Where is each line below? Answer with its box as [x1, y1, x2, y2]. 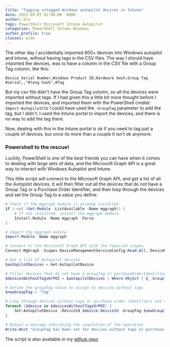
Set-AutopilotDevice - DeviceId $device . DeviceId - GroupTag [14, 309, 142, 314]
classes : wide [5, 36, 35, 41]
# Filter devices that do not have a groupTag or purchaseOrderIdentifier [5, 271, 166, 276]
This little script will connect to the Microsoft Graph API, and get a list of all [5, 176, 161, 182]
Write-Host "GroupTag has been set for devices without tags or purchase [5, 327, 164, 332]
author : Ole [5, 17, 30, 22]
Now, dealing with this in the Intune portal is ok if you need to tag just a [5, 125, 153, 132]
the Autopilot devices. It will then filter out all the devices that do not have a [5, 181, 162, 187]
